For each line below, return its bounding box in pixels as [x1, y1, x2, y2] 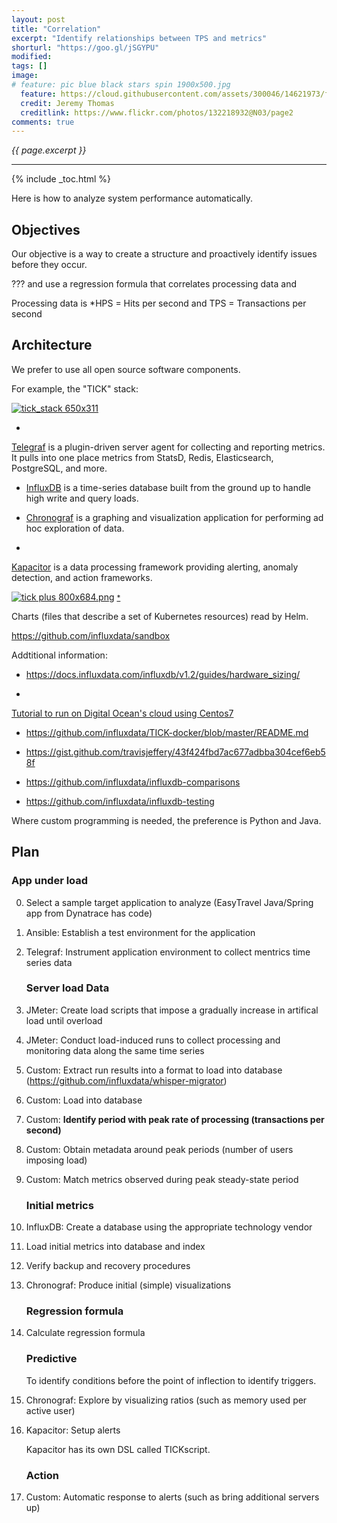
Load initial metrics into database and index [25, 1241, 206, 1253]
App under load [11, 874, 89, 888]
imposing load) [25, 1154, 88, 1166]
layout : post [11, 14, 66, 25]
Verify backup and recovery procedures [25, 1260, 191, 1272]
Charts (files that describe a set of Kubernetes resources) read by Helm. [11, 610, 309, 622]
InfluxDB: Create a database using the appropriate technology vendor [25, 1221, 313, 1233]
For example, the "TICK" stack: [11, 382, 139, 395]
